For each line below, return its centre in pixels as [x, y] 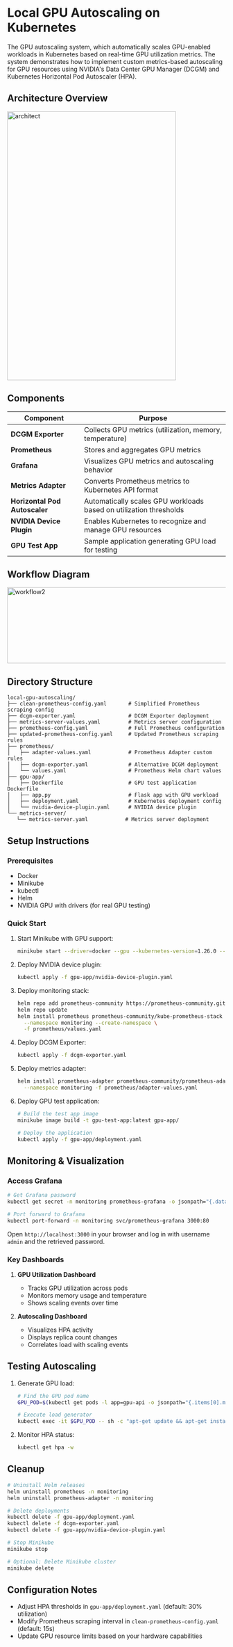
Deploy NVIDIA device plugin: [59, 964]
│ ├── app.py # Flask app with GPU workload [113, 795]
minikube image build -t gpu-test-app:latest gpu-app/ [98, 1120]
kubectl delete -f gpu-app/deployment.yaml [71, 1517]
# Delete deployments [38, 1511]
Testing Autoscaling [52, 1366]
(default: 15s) [36, 1629]
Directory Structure [50, 682]
